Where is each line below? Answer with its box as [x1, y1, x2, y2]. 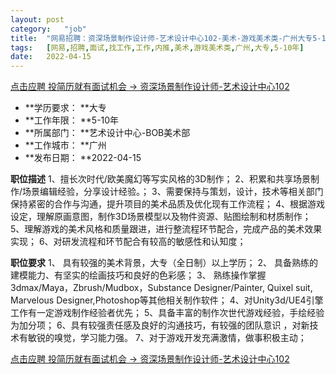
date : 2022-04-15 [10, 52, 92, 62]
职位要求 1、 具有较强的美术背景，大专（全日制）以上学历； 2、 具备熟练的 [10, 257, 318, 269]
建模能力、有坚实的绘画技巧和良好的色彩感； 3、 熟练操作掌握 [10, 269, 267, 281]
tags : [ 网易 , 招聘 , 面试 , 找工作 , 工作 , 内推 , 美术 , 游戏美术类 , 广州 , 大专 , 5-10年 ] [10, 42, 305, 53]
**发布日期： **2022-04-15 [24, 152, 142, 164]
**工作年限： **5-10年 [24, 114, 120, 126]
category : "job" [10, 24, 87, 34]
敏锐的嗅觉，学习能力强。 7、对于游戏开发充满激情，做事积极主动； [27, 332, 307, 344]
